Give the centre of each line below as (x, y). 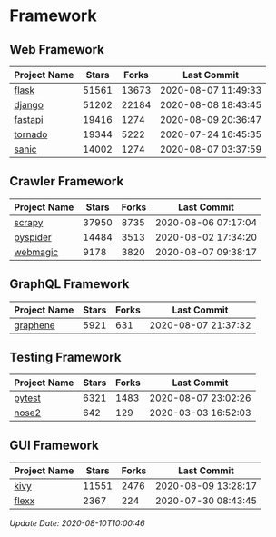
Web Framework (57, 50)
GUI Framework (54, 445)
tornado (31, 134)
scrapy (29, 222)
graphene (35, 325)
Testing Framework (65, 358)
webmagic (36, 252)
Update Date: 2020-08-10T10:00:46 (77, 523)
